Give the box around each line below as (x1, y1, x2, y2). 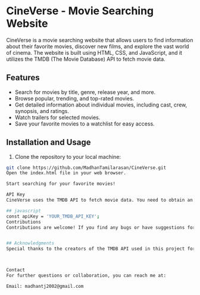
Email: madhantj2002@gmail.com (6, 283, 84, 289)
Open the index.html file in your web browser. (6, 170, 127, 176)
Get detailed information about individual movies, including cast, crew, (14, 101, 187, 108)
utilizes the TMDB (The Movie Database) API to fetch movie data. (6, 55, 165, 62)
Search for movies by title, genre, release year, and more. (14, 88, 156, 96)
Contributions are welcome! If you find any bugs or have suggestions (6, 224, 185, 230)
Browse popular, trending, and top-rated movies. (14, 95, 135, 102)
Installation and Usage (6, 137, 91, 147)
